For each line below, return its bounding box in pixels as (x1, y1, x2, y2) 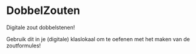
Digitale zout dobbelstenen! (6, 24, 75, 31)
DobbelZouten (6, 4, 81, 18)
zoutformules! (6, 42, 41, 49)
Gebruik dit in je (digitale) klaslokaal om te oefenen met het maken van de (6, 35, 190, 42)
